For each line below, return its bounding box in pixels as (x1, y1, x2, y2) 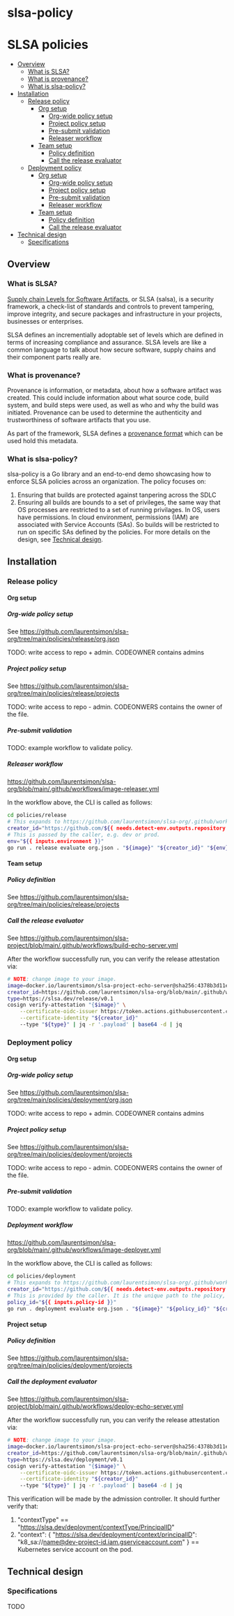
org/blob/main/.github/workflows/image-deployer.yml (7, 1245, 162, 1254)
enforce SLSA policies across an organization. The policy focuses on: (7, 477, 207, 486)
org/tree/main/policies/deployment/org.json (7, 1095, 133, 1104)
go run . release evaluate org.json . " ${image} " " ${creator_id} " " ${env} (7, 844, 229, 851)
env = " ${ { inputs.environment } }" (7, 837, 104, 845)
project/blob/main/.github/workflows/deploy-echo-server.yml (7, 1402, 184, 1411)
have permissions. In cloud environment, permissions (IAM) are (17, 513, 199, 521)
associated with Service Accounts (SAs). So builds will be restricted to (17, 521, 219, 529)
